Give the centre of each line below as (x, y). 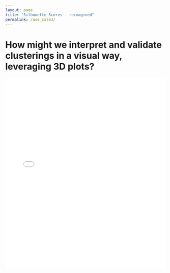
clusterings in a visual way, (64, 55)
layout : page (19, 10)
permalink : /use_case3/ (31, 19)
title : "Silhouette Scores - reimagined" (50, 15)
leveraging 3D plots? (50, 66)
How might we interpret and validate (83, 45)
